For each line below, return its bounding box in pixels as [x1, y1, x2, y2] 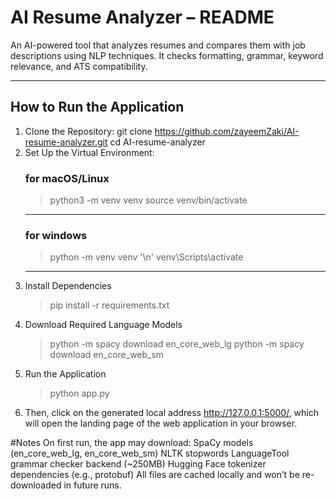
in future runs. [63, 479, 122, 491]
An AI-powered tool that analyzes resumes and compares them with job [10, 39, 306, 51]
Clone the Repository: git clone [24, 125, 153, 137]
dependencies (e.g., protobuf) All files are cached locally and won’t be [10, 469, 300, 481]
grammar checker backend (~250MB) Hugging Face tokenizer [10, 458, 267, 470]
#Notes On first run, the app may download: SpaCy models [10, 437, 254, 449]
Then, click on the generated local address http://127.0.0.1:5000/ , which [24, 407, 320, 419]
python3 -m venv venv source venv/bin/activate [49, 194, 248, 206]
